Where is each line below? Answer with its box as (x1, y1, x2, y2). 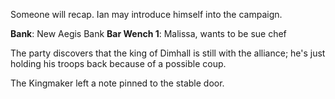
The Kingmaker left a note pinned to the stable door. (10, 77, 225, 89)
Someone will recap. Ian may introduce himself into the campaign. (10, 9, 283, 20)
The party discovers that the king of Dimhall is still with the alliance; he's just (10, 47, 326, 59)
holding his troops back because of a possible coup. (10, 58, 227, 69)
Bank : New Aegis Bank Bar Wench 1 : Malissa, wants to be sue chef (10, 28, 287, 39)
